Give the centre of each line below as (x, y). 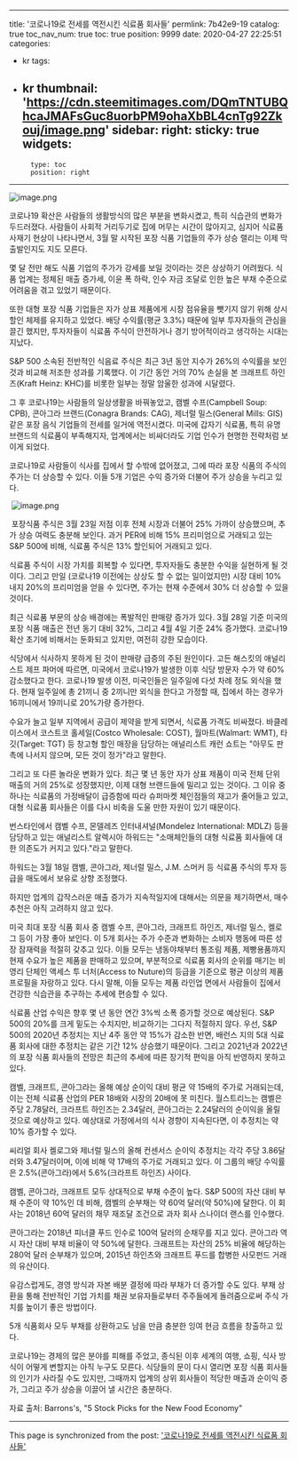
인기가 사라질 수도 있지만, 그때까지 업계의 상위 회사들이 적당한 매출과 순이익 (149, 1377)
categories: (30, 44)
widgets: (47, 144)
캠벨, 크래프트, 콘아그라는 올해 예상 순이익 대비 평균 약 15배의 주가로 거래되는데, (146, 1087)
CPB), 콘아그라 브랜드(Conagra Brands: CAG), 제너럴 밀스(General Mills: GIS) (146, 413)
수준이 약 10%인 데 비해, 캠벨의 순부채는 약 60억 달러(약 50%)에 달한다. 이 (147, 1202)
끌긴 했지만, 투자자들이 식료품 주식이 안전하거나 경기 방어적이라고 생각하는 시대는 (149, 331)
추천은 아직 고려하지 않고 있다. (61, 908)
